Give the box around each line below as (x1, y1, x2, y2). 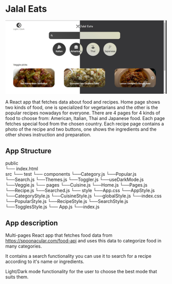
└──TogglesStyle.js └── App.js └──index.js (5, 204, 100, 210)
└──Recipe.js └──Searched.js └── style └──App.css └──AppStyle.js (5, 188, 155, 194)
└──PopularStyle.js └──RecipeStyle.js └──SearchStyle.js (5, 198, 128, 205)
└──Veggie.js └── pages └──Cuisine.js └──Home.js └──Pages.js (5, 182, 147, 188)
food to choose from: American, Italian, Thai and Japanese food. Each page (5, 115, 165, 121)
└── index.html (5, 166, 38, 172)
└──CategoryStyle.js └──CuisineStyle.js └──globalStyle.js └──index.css (5, 193, 162, 199)
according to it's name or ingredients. (5, 258, 84, 265)
